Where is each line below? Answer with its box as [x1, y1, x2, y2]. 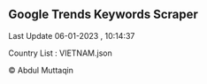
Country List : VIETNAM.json [8, 48, 112, 58]
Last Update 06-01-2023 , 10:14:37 [8, 30, 135, 41]
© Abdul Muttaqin [8, 65, 74, 75]
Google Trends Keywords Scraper [8, 7, 198, 22]
